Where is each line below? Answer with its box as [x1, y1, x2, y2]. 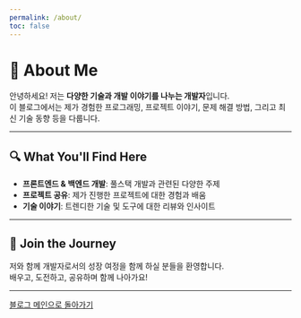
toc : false [9, 21, 50, 30]
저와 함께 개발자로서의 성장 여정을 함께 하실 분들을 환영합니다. [9, 261, 225, 271]
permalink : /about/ [9, 13, 82, 22]
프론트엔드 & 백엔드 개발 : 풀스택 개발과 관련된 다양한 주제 [21, 178, 220, 189]
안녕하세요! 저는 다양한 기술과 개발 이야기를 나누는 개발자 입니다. [9, 90, 230, 101]
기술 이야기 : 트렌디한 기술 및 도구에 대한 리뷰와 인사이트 [21, 201, 216, 211]
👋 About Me [9, 60, 99, 81]
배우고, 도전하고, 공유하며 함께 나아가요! [9, 272, 148, 283]
